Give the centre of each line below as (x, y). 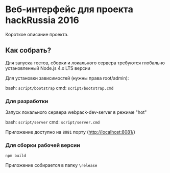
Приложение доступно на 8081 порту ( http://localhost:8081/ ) (70, 132)
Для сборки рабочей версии (43, 145)
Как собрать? (28, 50)
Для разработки (27, 101)
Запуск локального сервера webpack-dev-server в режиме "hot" (76, 112)
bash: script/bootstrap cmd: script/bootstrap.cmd (59, 88)
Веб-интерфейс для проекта (69, 9)
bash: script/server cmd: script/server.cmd (53, 122)
